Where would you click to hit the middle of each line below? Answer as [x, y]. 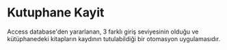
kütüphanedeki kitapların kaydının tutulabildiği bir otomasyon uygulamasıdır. [114, 38]
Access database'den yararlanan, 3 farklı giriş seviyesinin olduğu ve [103, 32]
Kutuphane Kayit [56, 13]
